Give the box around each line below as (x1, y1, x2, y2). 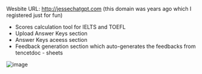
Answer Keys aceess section (15, 36, 88, 43)
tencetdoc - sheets (15, 49, 63, 56)
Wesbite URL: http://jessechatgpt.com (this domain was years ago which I (6, 5, 192, 12)
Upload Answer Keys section (15, 30, 88, 37)
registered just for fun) (6, 12, 63, 19)
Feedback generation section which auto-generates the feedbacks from (15, 42, 196, 50)
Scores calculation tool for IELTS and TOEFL (15, 24, 126, 30)
